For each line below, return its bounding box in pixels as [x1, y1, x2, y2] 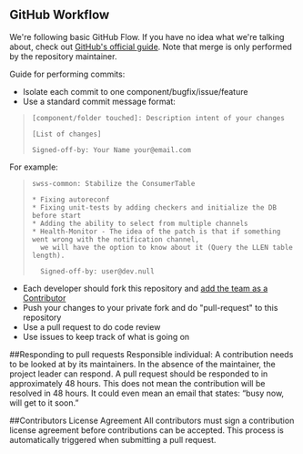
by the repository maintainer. [9, 50, 117, 62]
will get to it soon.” [9, 397, 79, 408]
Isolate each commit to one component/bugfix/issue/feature [22, 86, 248, 97]
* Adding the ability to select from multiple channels [31, 219, 248, 228]
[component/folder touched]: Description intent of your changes [31, 113, 285, 122]
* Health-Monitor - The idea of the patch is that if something [31, 227, 281, 236]
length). [31, 251, 66, 260]
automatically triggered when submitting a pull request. [9, 434, 217, 445]
